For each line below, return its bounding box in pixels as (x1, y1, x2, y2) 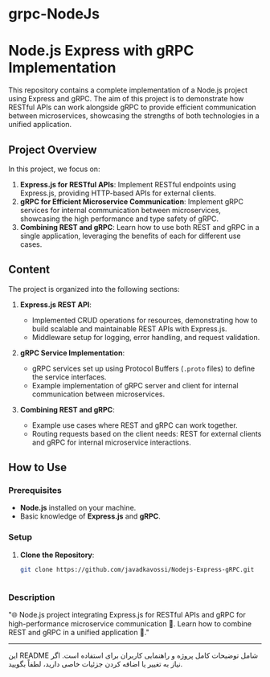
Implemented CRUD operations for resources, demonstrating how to (31, 315, 258, 325)
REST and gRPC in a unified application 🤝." (8, 627, 150, 637)
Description (8, 592, 55, 603)
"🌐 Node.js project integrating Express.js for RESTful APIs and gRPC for (8, 609, 247, 619)
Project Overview (8, 142, 97, 157)
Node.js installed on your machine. (19, 503, 137, 513)
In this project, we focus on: (8, 164, 100, 174)
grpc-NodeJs (8, 5, 100, 23)
